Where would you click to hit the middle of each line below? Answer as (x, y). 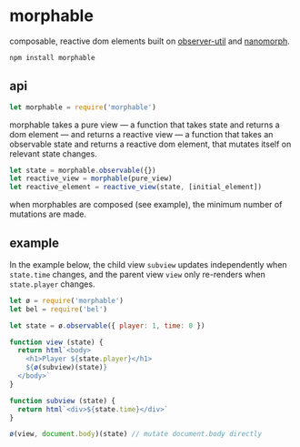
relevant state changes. (53, 153)
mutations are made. (48, 214)
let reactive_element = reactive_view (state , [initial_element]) (135, 188)
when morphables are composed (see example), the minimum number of (146, 205)
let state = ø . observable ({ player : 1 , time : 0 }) (107, 325)
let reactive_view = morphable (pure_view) (91, 178)
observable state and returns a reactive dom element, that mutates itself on (150, 144)
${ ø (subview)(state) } (66, 368)
